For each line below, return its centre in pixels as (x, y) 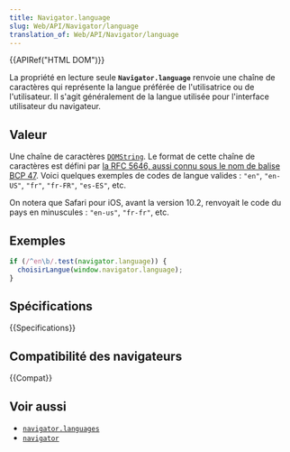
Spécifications (51, 306)
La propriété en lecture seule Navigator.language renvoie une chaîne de (142, 78)
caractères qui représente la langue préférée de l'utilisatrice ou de (132, 88)
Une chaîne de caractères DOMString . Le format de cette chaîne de (132, 157)
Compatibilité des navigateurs (96, 356)
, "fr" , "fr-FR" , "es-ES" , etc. (73, 185)
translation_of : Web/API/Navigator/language (94, 34)
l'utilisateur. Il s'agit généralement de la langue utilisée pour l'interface (140, 97)
